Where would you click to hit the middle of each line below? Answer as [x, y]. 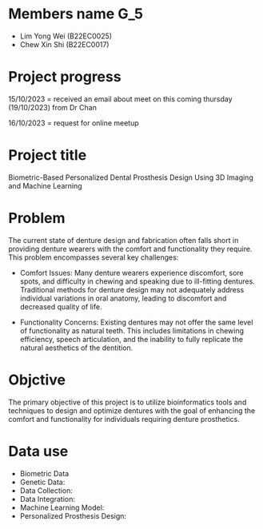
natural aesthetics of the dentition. [76, 348]
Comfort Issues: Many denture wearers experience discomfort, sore [131, 272]
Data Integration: [48, 499]
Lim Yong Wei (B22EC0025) [66, 36]
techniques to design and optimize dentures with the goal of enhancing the [132, 410]
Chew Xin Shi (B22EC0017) [64, 44]
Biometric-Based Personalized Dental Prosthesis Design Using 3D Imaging [131, 177]
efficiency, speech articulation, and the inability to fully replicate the [131, 339]
